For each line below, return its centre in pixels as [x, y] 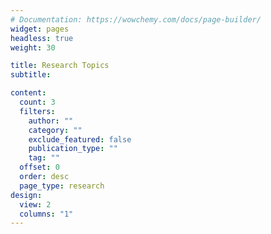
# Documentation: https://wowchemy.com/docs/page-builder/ [136, 19]
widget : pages [40, 29]
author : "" [51, 121]
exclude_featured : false [80, 139]
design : [26, 195]
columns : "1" [46, 214]
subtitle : [31, 75]
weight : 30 [33, 47]
